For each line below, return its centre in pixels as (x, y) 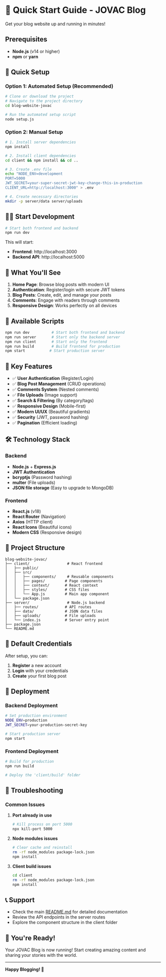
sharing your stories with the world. (41, 955)
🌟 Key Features (29, 366)
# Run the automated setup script (41, 115)
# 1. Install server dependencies (41, 142)
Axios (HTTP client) (32, 522)
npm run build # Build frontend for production (63, 346)
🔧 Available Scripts (35, 321)
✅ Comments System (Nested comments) (56, 389)
